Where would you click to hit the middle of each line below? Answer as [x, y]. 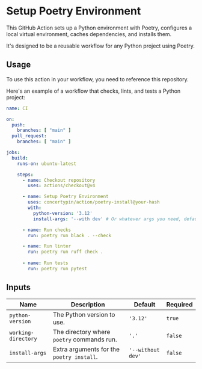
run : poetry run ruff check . [66, 252]
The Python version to [84, 314]
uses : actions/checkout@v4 [62, 186]
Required [179, 304]
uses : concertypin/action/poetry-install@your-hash [94, 202]
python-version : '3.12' [63, 213]
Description [88, 304]
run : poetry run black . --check [70, 235]
